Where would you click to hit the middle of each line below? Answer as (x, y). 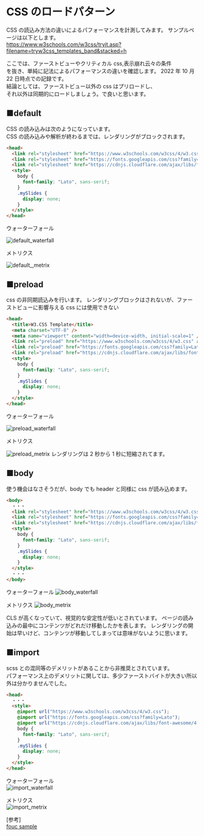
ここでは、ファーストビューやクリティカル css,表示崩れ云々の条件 (89, 63)
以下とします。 (41, 37)
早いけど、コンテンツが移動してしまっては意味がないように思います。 (104, 633)
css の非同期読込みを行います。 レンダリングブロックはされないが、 (92, 300)
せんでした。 (54, 683)
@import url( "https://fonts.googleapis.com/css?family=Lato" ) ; (99, 718)
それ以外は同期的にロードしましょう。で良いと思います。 (78, 94)
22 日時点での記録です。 (37, 79)
